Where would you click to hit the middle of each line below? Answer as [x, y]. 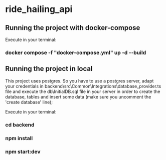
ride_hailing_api [39, 9]
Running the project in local [49, 69]
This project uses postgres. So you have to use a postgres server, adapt [79, 80]
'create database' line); [29, 102]
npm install [19, 138]
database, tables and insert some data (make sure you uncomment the [78, 96]
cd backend [20, 124]
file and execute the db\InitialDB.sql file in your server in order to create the [83, 91]
